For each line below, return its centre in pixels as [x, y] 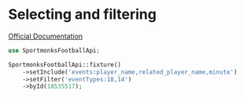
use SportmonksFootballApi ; [54, 50]
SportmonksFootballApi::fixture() [65, 64]
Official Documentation [46, 36]
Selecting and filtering [83, 15]
